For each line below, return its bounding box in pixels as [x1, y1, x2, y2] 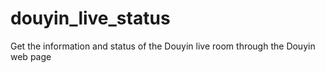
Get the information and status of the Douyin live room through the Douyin [10, 40, 316, 52]
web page [10, 50, 52, 62]
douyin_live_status [10, 7, 171, 30]
